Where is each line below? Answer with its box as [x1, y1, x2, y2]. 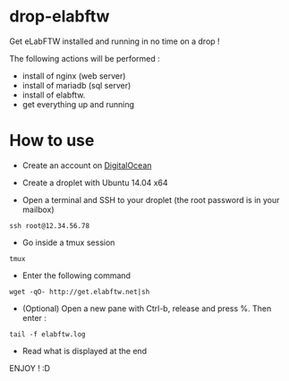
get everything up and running [21, 98, 135, 109]
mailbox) [21, 204, 55, 215]
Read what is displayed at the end [21, 345, 148, 356]
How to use [9, 131, 95, 151]
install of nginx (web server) [21, 70, 126, 81]
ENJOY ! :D [9, 362, 51, 373]
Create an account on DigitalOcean [21, 159, 152, 171]
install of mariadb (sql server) [21, 80, 132, 90]
